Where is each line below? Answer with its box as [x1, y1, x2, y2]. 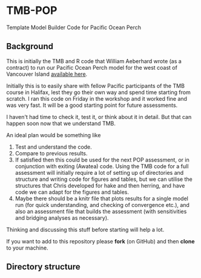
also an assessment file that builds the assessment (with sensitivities [15, 208, 187, 215]
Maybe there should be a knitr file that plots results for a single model [15, 195, 189, 202]
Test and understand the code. [15, 143, 92, 151]
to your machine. [6, 244, 48, 251]
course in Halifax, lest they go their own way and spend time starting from [6, 89, 191, 96]
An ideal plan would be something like [6, 131, 101, 138]
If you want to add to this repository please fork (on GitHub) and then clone [6, 237, 195, 245]
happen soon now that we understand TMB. [6, 120, 116, 127]
